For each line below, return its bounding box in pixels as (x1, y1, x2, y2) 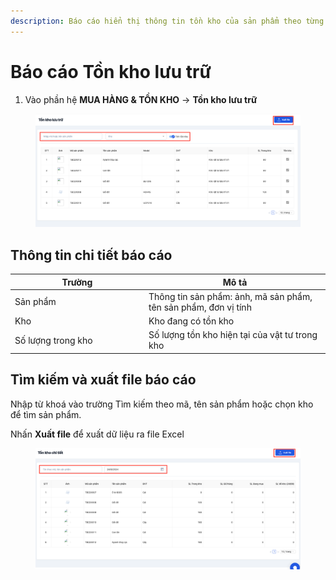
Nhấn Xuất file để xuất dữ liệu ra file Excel (10, 428, 185, 440)
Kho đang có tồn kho (148, 315, 235, 327)
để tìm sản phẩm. (10, 408, 82, 420)
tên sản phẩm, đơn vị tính (148, 301, 252, 313)
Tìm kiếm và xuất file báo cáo (10, 371, 197, 389)
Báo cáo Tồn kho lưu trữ (10, 60, 212, 83)
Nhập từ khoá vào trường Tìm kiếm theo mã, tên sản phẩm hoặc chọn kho (10, 398, 314, 410)
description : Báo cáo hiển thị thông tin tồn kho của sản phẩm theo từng (10, 16, 325, 26)
